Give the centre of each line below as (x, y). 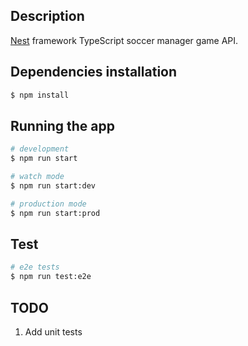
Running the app (62, 125)
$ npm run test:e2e (51, 277)
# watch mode (37, 177)
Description (47, 16)
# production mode (48, 204)
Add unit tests (53, 331)
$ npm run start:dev (53, 185)
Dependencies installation (94, 72)
